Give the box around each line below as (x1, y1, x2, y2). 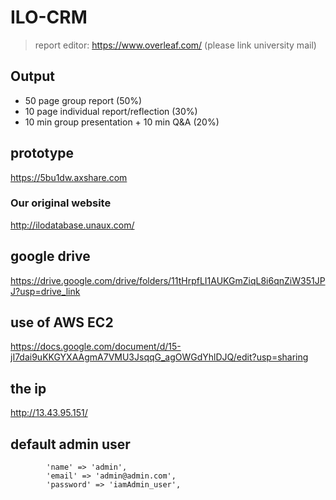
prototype (10, 145, 75, 162)
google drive (10, 248, 91, 265)
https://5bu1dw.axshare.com (10, 171, 128, 183)
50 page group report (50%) (24, 94, 143, 106)
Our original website (10, 196, 112, 210)
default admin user (10, 436, 131, 453)
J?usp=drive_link (10, 285, 81, 297)
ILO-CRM (10, 6, 88, 29)
